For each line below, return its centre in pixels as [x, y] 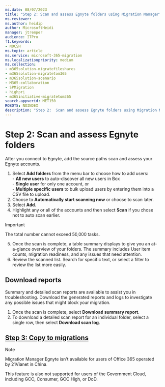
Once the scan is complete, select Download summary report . [76, 312]
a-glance [21, 249]
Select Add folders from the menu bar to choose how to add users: [80, 173]
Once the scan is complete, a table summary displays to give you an [81, 243]
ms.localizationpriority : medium [39, 60]
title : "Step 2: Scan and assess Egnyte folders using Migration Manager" [83, 14]
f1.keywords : [18, 42]
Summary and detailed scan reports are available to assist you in [70, 292]
